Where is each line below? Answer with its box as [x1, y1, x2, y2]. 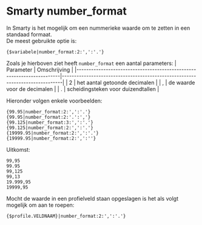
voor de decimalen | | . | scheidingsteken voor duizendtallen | [6, 85, 160, 92]
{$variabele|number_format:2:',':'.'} [6, 49, 104, 55]
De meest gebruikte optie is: [6, 37, 77, 44]
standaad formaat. [6, 30, 53, 38]
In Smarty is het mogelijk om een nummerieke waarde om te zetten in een [6, 24, 190, 32]
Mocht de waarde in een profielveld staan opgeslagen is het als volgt [6, 195, 179, 202]
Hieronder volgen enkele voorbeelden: [6, 97, 103, 104]
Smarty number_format [6, 4, 127, 18]
